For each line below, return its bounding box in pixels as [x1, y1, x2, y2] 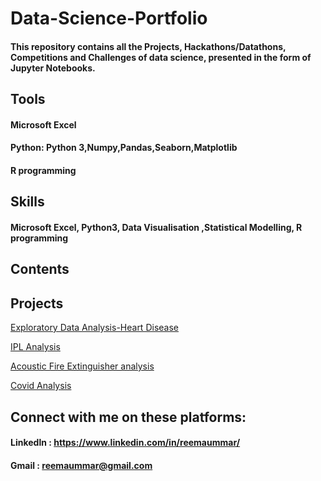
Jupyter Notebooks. [10, 62, 96, 74]
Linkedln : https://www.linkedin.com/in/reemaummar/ [10, 437, 241, 449]
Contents [10, 261, 70, 278]
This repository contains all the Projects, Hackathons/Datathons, [10, 40, 287, 52]
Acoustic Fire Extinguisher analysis [10, 360, 155, 372]
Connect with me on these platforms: [10, 408, 247, 426]
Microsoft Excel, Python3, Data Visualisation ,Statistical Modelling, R [10, 221, 303, 233]
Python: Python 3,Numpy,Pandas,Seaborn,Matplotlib [10, 142, 238, 154]
